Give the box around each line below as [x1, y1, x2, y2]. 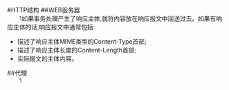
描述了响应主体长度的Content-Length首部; [17, 46, 137, 54]
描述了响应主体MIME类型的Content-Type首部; [17, 37, 146, 46]
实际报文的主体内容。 [17, 55, 78, 63]
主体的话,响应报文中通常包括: [12, 23, 96, 31]
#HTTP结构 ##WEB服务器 [7, 6, 80, 14]
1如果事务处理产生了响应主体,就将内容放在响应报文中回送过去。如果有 [19, 14, 217, 22]
